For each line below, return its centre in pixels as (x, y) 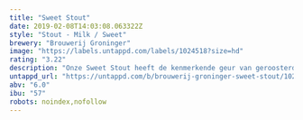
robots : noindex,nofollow (58, 102)
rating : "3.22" (38, 60)
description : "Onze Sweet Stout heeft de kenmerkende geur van (131, 69)
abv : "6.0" (30, 85)
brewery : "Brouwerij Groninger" (70, 43)
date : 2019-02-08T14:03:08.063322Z (76, 26)
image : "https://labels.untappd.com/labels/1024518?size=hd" (127, 51)
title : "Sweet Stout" (50, 18)
